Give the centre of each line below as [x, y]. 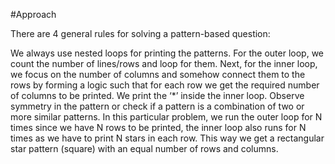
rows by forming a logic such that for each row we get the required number [165, 85]
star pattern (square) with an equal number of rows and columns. [144, 148]
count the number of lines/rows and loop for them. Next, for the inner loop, [164, 63]
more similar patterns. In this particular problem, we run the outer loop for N [166, 117]
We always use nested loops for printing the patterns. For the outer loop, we [167, 53]
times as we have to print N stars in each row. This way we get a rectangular [167, 138]
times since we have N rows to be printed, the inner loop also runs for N [158, 127]
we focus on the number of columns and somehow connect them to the [158, 74]
